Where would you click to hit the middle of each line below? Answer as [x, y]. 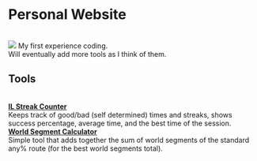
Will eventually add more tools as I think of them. [87, 54]
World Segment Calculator [53, 131]
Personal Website [67, 15]
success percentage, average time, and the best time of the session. [120, 123]
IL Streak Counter [38, 106]
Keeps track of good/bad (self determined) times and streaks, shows [120, 114]
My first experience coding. [63, 46]
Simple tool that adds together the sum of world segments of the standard [129, 140]
